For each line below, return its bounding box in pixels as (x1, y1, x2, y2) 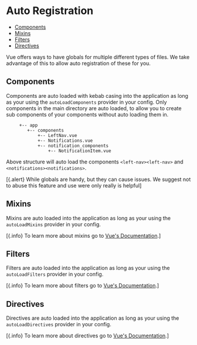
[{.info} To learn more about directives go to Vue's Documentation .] (6, 332, 169, 339)
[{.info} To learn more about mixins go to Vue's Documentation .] (6, 232, 161, 239)
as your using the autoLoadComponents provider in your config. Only (6, 98, 167, 105)
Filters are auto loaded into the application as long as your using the (6, 265, 170, 272)
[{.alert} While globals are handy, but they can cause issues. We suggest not (6, 176, 191, 183)
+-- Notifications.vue (37, 138, 93, 144)
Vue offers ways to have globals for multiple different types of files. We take (6, 53, 190, 60)
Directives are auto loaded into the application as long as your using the (6, 315, 179, 322)
